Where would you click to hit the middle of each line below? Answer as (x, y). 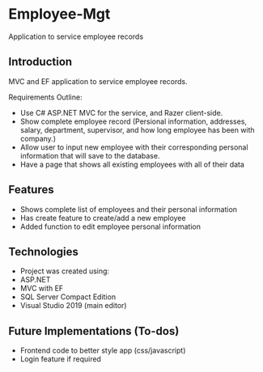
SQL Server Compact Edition (68, 297)
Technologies (44, 252)
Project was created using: (65, 271)
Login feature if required (60, 359)
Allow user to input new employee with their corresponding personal (134, 147)
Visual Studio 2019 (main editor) (73, 306)
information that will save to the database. (90, 155)
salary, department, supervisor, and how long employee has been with (137, 129)
